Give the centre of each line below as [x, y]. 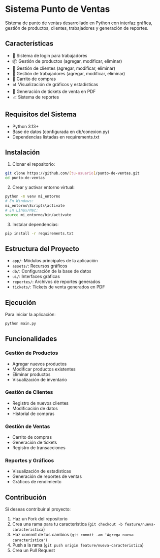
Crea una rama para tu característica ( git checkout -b [67, 524]
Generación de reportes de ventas [47, 476]
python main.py [21, 324]
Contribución [26, 497]
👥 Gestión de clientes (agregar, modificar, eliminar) [64, 68]
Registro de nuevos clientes [40, 403]
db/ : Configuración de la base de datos [52, 271]
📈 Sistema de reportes [35, 97]
